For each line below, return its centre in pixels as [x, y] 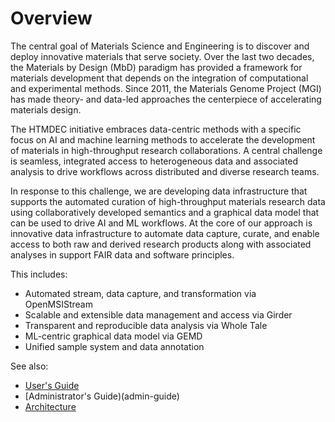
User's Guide [52, 385]
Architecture [50, 406]
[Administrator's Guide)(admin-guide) [102, 396]
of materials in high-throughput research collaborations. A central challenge [166, 150]
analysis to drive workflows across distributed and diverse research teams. [165, 171]
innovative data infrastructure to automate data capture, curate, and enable [165, 233]
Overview [51, 18]
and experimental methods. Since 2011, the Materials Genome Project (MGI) [166, 88]
